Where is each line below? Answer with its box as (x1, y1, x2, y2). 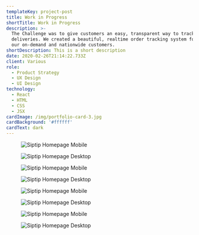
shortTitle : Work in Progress (6, 20, 81, 26)
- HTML (11, 97, 28, 103)
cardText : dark (6, 125, 44, 131)
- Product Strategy (11, 70, 60, 76)
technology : (6, 86, 36, 92)
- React (11, 92, 31, 98)
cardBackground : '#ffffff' (6, 120, 73, 126)
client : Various (6, 58, 46, 64)
